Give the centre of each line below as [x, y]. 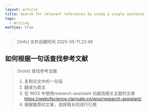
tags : [10, 18]
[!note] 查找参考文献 [37, 71]
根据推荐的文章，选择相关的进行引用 [60, 104]
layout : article [21, 9]
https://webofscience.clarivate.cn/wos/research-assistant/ [83, 98]
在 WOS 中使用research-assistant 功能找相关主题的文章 [80, 93]
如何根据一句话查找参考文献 [47, 58]
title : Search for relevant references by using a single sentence [75, 14]
